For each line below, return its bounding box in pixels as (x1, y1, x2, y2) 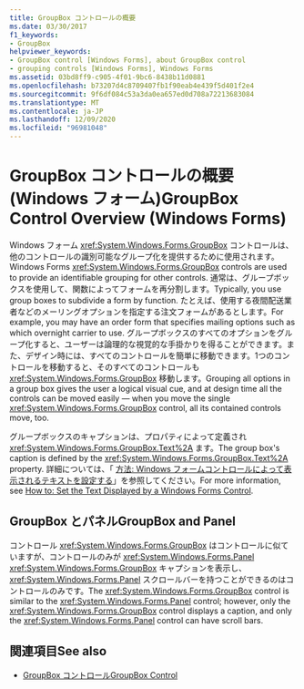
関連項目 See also (9, 643, 107, 659)
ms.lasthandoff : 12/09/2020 (9, 115, 117, 124)
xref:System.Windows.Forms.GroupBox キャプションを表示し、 (9, 562, 248, 573)
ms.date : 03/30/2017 (9, 22, 88, 31)
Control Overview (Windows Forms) (9, 209, 287, 229)
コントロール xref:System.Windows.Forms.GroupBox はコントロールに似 (9, 540, 281, 550)
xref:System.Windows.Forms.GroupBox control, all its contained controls (9, 402, 282, 413)
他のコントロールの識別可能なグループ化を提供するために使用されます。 (9, 251, 279, 262)
